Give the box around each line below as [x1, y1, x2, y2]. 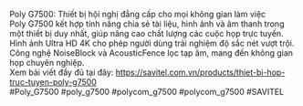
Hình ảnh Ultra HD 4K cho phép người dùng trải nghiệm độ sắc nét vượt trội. [9, 37, 295, 48]
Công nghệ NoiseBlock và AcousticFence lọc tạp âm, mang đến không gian [9, 48, 294, 58]
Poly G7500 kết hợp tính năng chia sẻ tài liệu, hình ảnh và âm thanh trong [9, 18, 285, 29]
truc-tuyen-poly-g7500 [9, 77, 98, 87]
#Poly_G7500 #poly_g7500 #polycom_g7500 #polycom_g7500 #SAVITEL [9, 87, 285, 97]
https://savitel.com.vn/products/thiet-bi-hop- [115, 67, 286, 78]
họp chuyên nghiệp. [9, 58, 85, 68]
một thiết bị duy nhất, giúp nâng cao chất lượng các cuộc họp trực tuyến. [9, 28, 285, 38]
